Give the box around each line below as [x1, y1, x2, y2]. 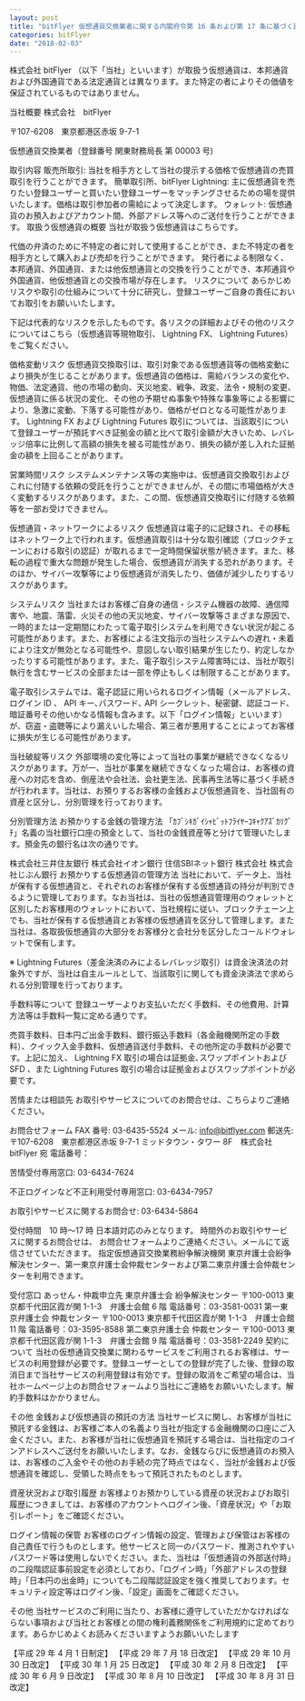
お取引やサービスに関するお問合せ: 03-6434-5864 [9, 1206, 199, 1216]
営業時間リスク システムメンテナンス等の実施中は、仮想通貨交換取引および [9, 469, 290, 480]
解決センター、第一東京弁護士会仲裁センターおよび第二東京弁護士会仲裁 [9, 1259, 280, 1270]
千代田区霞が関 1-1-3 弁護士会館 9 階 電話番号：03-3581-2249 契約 [25, 1336, 281, 1346]
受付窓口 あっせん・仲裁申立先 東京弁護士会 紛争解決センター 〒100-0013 [9, 1290, 284, 1301]
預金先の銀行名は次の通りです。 [24, 838, 143, 850]
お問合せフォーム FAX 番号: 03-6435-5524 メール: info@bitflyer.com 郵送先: [9, 1125, 294, 1136]
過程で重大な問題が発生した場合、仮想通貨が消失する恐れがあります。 [25, 556, 288, 568]
